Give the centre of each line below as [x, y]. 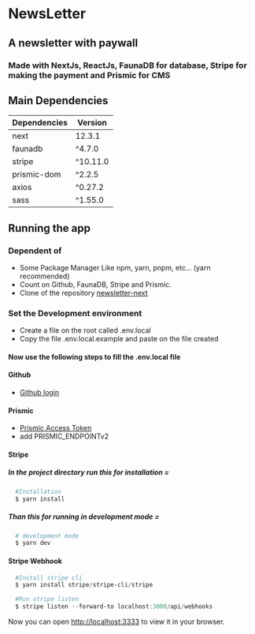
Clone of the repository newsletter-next [83, 293]
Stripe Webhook [35, 561]
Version [92, 123]
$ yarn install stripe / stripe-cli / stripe [84, 585]
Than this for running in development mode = [84, 517]
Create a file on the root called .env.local [85, 330]
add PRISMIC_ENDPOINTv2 [64, 436]
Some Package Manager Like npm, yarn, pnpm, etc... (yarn [115, 268]
